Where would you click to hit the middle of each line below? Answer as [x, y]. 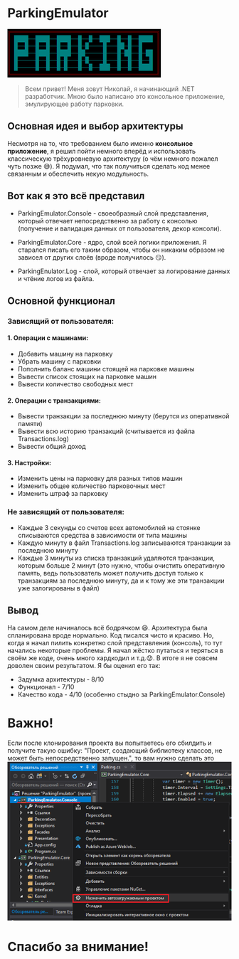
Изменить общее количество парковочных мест [91, 486]
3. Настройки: [30, 462]
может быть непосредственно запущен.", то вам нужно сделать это [111, 758]
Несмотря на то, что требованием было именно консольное [100, 143]
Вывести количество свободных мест [75, 384]
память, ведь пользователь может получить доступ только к [111, 573]
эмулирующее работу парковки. [74, 104]
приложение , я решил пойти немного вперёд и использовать [102, 151]
